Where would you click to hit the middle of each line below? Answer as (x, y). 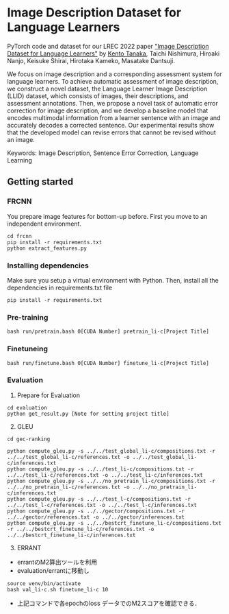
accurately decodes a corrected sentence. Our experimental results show (111, 125)
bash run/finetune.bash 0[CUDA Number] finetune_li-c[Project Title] (108, 363)
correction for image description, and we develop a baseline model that (108, 110)
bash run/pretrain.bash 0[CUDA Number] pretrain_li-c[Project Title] (108, 332)
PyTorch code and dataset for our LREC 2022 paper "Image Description (108, 46)
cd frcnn (19, 236)
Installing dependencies (48, 265)
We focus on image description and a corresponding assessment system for (114, 74)
